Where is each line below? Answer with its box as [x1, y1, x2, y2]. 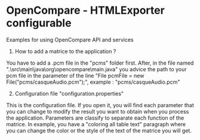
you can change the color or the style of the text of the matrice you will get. [6, 127, 192, 134]
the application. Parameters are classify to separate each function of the [6, 114, 184, 121]
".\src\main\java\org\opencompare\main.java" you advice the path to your [6, 65, 187, 72]
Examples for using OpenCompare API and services [6, 36, 134, 43]
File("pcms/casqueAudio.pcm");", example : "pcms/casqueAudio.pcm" [6, 78, 180, 86]
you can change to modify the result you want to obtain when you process [6, 108, 189, 115]
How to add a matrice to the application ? [14, 47, 116, 54]
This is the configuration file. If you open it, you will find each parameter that [6, 101, 194, 108]
